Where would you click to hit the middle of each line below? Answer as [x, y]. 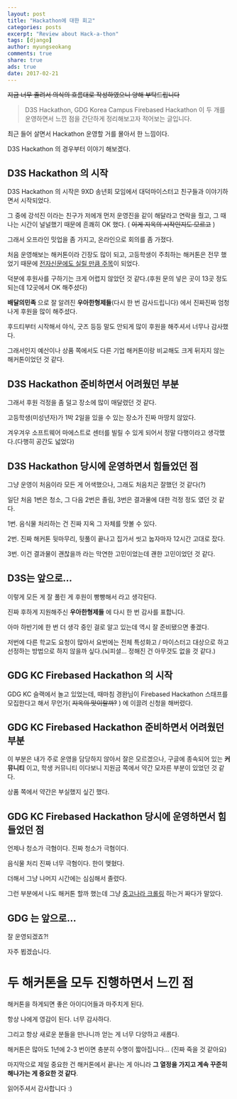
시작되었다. [36, 200]
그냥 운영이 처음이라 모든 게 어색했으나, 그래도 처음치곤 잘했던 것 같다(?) [107, 484]
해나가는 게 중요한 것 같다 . [43, 1073]
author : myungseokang [39, 47]
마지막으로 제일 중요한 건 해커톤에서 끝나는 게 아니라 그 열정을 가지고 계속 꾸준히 [117, 1064]
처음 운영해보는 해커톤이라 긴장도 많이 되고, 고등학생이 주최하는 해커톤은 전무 [114, 255]
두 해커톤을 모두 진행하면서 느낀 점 [100, 983]
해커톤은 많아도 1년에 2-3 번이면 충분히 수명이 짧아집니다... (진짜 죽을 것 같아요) [117, 1049]
